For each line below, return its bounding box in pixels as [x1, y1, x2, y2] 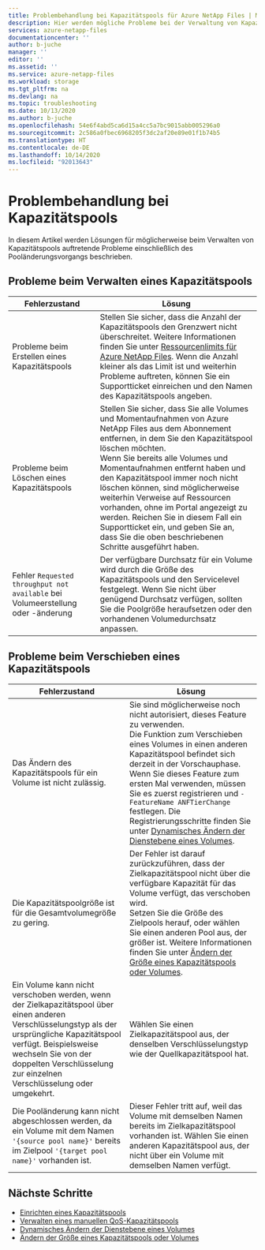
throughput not [12, 579, 69, 589]
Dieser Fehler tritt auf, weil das [129, 1100, 243, 1111]
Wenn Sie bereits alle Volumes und [99, 452, 229, 463]
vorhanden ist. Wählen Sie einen [129, 1130, 248, 1141]
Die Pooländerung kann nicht [12, 1106, 120, 1117]
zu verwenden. [129, 719, 185, 730]
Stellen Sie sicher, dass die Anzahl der [99, 311, 242, 322]
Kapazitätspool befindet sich [129, 748, 236, 759]
